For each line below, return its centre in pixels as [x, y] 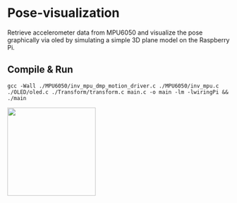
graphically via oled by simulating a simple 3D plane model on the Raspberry [119, 39]
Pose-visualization [63, 13]
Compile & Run [40, 69]
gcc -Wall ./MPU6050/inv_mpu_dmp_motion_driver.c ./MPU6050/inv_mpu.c [113, 86]
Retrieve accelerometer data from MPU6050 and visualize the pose [105, 32]
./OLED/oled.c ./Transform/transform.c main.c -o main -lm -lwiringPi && [118, 92]
